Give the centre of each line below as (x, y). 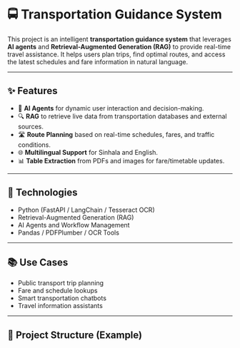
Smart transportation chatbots (62, 298)
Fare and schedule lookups (57, 291)
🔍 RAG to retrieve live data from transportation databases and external (122, 116)
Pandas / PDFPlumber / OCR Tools (69, 232)
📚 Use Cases (38, 262)
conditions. (34, 145)
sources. (31, 126)
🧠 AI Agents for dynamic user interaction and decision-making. (111, 108)
